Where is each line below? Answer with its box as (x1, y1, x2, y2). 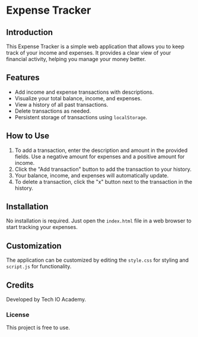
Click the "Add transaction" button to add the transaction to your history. (14, 166, 191, 173)
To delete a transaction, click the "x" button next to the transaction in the (14, 178, 193, 185)
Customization (6, 241, 62, 251)
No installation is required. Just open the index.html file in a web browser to (6, 217, 191, 224)
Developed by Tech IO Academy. (6, 296, 87, 303)
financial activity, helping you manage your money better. (6, 56, 146, 62)
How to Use (6, 131, 50, 141)
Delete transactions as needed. (14, 107, 91, 115)
